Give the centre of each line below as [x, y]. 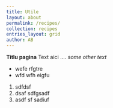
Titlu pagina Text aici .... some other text [56, 57]
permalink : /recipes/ [33, 23]
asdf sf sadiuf [32, 100]
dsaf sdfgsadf [32, 93]
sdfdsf [23, 87]
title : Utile [23, 12]
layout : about [24, 17]
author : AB [20, 40]
